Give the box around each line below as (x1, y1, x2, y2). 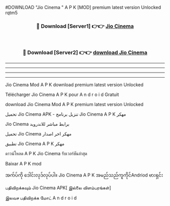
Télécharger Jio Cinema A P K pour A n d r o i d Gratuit (5, 91, 119, 97)
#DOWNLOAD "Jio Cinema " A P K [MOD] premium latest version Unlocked (5, 5, 161, 10)
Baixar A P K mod (5, 160, 42, 166)
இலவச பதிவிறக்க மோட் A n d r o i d (5, 195, 77, 201)
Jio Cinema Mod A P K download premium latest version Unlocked (5, 81, 144, 88)
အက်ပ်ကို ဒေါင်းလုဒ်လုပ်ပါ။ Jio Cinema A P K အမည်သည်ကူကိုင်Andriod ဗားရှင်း (5, 172, 163, 178)
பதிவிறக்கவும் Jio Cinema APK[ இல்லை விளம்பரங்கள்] (5, 185, 111, 191)
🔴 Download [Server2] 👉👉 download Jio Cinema (22, 49, 148, 56)
